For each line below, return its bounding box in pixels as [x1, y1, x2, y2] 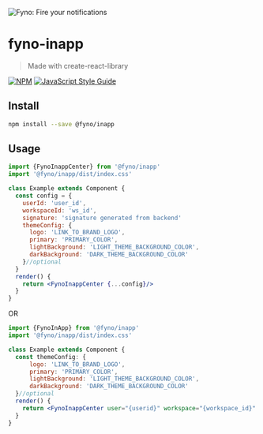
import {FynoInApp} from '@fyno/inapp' [8, 324, 140, 332]
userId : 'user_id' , [22, 199, 87, 207]
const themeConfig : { [15, 353, 87, 361]
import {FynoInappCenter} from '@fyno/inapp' [8, 163, 160, 171]
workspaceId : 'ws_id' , [22, 206, 97, 215]
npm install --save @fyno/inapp [8, 120, 115, 128]
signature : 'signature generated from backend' [22, 214, 182, 222]
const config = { [15, 192, 73, 200]
